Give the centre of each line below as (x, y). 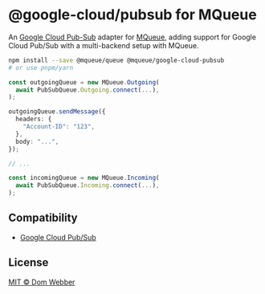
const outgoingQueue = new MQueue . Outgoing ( (84, 82)
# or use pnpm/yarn (41, 67)
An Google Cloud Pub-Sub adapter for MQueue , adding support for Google (132, 37)
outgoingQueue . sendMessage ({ (57, 112)
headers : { (34, 119)
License (29, 263)
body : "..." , (37, 141)
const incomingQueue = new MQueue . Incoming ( (84, 178)
